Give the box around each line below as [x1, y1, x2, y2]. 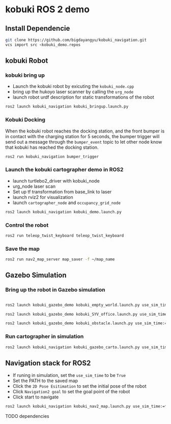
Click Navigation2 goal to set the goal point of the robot [12, 389, 130, 395]
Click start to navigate [12, 394, 59, 400]
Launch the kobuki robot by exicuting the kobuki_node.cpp [12, 83, 134, 90]
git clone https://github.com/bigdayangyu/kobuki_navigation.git [5, 37, 147, 42]
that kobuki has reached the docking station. [5, 144, 99, 150]
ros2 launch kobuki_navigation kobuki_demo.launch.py [5, 209, 122, 214]
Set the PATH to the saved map [12, 377, 78, 384]
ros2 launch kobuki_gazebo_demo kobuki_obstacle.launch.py [5, 321, 133, 326]
